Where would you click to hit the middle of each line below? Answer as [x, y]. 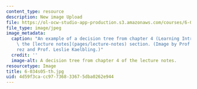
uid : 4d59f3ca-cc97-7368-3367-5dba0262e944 [60, 77]
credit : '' [25, 55]
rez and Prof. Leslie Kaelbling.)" [60, 50]
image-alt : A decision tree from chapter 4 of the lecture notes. [94, 60]
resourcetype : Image [31, 66]
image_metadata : [26, 33]
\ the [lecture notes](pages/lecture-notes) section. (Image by [97, 44]
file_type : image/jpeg [34, 28]
